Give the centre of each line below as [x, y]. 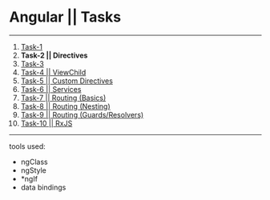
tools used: [28, 146]
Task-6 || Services [51, 89]
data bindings [43, 187]
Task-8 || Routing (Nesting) [65, 106]
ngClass [34, 162]
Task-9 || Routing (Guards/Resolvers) [82, 114]
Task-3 [32, 63]
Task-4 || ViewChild [53, 72]
